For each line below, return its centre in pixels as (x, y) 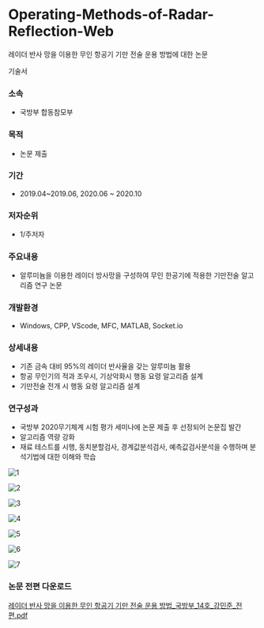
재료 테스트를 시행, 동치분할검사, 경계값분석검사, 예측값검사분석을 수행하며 (134, 447)
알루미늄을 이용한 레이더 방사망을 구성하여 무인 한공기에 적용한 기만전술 (129, 275)
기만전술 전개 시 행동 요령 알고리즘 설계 (80, 386)
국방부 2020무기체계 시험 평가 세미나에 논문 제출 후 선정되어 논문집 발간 (130, 427)
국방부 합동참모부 (46, 112)
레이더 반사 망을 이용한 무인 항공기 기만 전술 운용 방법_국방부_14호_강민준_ (122, 605)
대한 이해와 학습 (72, 457)
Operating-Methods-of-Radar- (111, 15)
